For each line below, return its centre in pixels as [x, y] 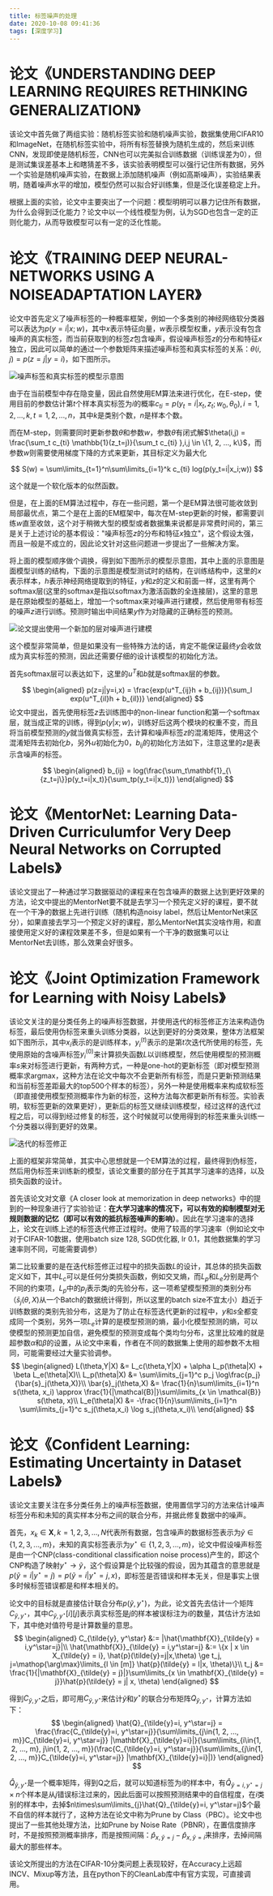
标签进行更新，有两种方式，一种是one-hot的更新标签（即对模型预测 [147, 1066]
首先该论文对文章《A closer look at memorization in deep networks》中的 [132, 1199]
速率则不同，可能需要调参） [55, 1249]
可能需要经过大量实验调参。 [69, 1353]
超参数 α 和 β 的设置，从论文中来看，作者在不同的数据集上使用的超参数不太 [131, 1343]
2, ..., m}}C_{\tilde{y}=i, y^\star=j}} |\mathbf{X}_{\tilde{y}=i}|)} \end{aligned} [137, 1757]
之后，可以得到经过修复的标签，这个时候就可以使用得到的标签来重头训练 [136, 1117]
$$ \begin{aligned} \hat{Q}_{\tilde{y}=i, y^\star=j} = [137, 1723]
